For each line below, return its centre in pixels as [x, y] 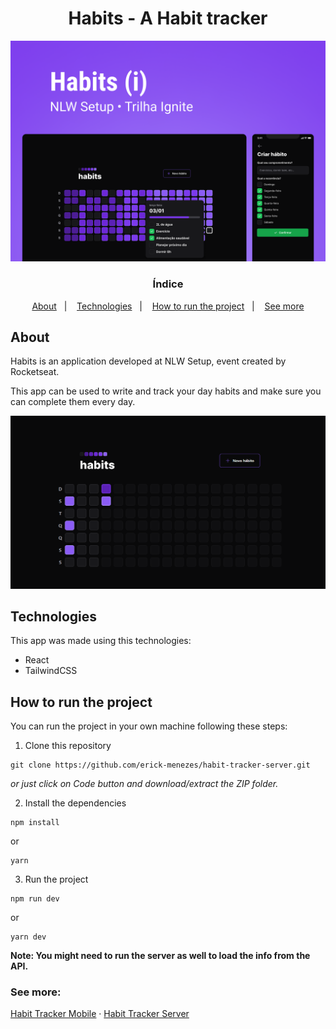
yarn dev [28, 937]
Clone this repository [68, 746]
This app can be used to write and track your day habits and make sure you [166, 391]
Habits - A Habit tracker [168, 18]
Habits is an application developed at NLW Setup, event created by [148, 361]
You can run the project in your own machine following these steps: [149, 726]
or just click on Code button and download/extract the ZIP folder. [144, 784]
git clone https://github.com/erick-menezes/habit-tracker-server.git [160, 765]
